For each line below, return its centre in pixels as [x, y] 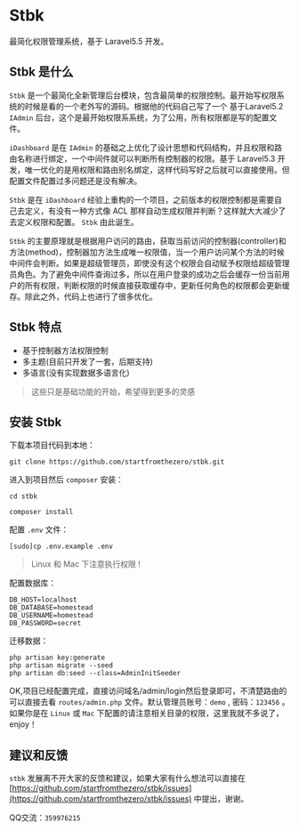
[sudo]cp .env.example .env [61, 547]
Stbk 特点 [36, 327]
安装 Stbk [36, 422]
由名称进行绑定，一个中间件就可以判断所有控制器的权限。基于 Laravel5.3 [142, 158]
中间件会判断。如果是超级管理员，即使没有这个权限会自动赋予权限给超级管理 [149, 262]
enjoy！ [23, 724]
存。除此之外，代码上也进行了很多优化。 [83, 296]
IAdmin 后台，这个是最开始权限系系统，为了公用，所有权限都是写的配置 [139, 117]
